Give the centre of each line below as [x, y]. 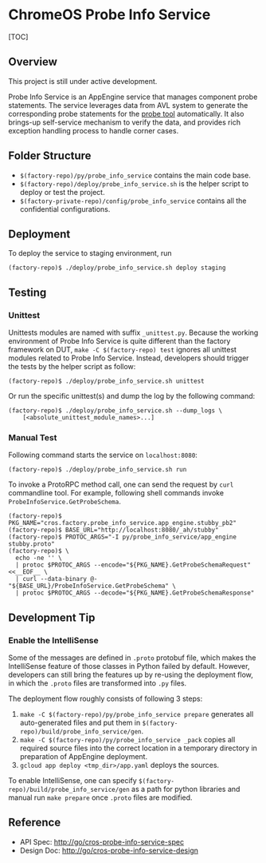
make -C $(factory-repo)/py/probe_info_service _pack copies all [127, 740]
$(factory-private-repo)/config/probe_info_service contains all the [133, 201]
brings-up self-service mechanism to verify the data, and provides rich [125, 122]
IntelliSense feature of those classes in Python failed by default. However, [129, 666]
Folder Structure [50, 156]
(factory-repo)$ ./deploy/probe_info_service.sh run [98, 470]
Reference [35, 823]
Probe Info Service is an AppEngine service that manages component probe [133, 97]
